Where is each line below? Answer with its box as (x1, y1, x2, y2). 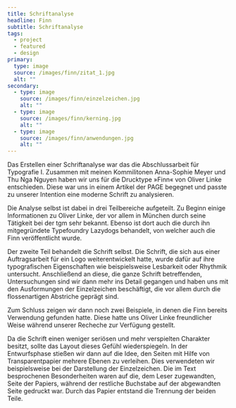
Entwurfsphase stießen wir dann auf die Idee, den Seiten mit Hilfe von (7, 350, 210, 358)
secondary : (7, 82, 39, 89)
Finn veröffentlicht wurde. (7, 234, 82, 243)
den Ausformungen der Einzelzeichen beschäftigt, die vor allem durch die (7, 285, 221, 293)
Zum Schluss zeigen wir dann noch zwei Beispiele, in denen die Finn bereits (7, 306, 228, 314)
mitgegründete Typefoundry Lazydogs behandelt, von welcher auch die (7, 227, 216, 235)
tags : (7, 30, 23, 37)
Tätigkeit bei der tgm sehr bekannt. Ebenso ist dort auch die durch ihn (7, 219, 210, 227)
